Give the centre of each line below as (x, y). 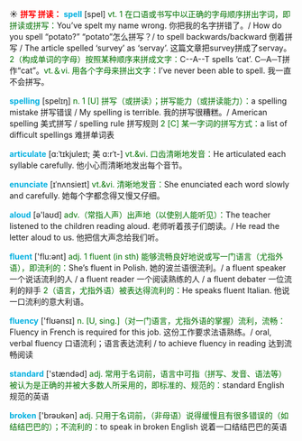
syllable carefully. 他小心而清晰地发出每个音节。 (98, 165)
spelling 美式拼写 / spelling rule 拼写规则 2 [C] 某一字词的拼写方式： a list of (149, 124)
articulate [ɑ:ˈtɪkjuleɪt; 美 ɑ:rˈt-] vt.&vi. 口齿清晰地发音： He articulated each (148, 154)
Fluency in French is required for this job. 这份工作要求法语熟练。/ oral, (141, 332)
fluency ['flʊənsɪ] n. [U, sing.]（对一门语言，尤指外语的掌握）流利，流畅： (147, 321)
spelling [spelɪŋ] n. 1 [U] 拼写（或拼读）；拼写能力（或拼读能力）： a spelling (148, 101)
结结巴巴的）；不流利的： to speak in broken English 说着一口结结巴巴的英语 (148, 427)
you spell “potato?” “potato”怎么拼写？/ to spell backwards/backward (138, 37)
